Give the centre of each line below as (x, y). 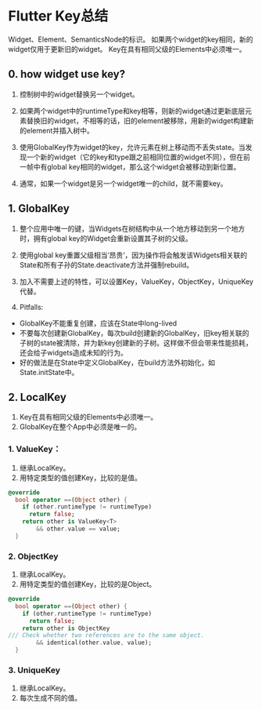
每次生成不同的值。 (50, 698)
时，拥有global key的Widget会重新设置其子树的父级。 (106, 238)
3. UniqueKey (34, 670)
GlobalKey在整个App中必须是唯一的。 (80, 427)
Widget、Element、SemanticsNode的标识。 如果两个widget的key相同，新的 (131, 39)
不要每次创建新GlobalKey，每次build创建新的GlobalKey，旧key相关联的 (134, 333)
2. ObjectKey (33, 556)
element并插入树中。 (60, 130)
